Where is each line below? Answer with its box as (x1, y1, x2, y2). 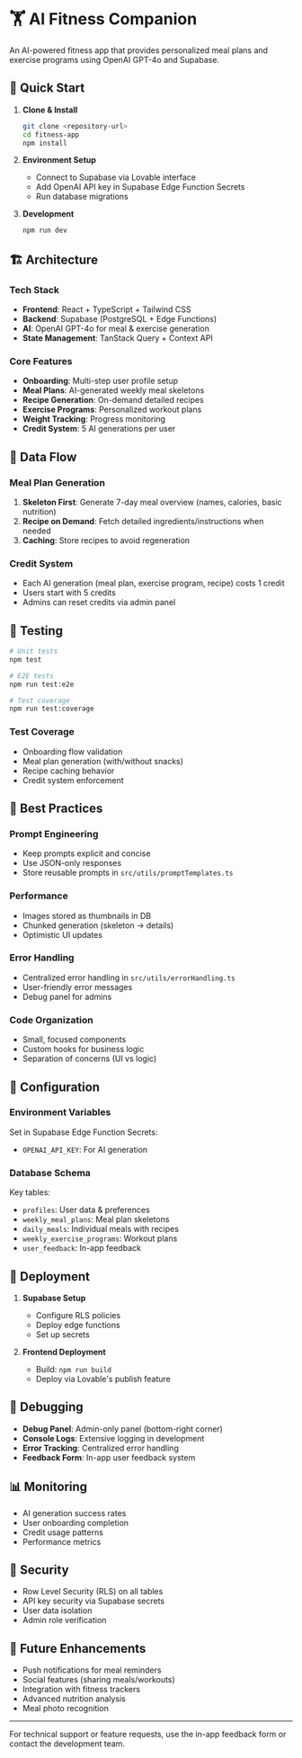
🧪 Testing (9, 623, 64, 638)
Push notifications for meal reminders (22, 1664, 162, 1675)
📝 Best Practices (9, 800, 103, 816)
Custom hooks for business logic (22, 1044, 145, 1055)
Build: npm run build (35, 1363, 112, 1374)
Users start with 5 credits (22, 587, 117, 598)
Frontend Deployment (22, 1346, 106, 1357)
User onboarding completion (22, 1517, 129, 1528)
